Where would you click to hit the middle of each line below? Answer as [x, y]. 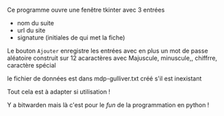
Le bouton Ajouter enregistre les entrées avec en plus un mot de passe [108, 51]
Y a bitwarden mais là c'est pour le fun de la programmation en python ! [108, 105]
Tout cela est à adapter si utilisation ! [59, 92]
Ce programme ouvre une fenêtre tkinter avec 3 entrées [86, 10]
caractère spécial [32, 65]
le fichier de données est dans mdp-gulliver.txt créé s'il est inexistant [104, 78]
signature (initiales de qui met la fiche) [71, 38]
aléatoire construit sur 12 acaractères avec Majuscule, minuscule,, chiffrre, [112, 58]
